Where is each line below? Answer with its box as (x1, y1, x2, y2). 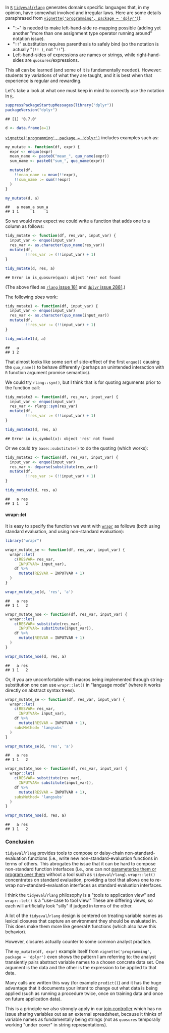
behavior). (5, 929, 27, 935)
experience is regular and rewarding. (5, 78, 82, 84)
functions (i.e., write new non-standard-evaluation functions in (27, 855, 158, 861)
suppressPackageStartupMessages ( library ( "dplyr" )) (5, 103, 114, 108)
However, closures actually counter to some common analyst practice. (5, 938, 152, 944)
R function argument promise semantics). (5, 369, 91, 375)
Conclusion (5, 838, 34, 845)
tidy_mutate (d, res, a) (5, 266, 55, 271)
